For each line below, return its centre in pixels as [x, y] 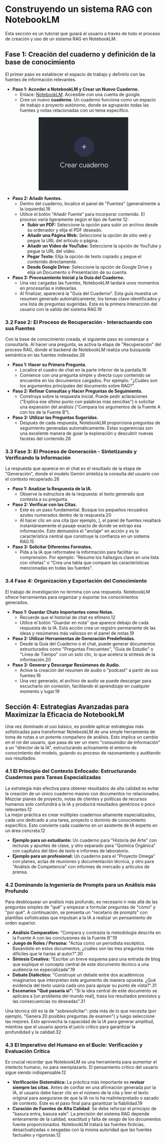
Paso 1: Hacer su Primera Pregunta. [49, 365]
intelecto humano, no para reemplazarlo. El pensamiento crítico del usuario [82, 1067]
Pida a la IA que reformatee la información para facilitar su [79, 552]
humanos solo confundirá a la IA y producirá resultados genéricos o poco [80, 804]
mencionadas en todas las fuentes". [56, 568]
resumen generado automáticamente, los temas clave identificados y [90, 298]
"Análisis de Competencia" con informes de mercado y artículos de [81, 866]
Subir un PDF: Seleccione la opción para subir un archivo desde [92, 224]
